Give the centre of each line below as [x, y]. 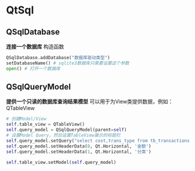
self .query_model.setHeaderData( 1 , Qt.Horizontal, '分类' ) [79, 152]
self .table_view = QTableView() [45, 124]
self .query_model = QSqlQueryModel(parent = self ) [66, 130]
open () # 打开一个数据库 [33, 69]
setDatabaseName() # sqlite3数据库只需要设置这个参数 [68, 63]
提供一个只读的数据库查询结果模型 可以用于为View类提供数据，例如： [90, 102]
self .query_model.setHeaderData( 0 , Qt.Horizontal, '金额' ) [79, 146]
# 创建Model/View [26, 119]
